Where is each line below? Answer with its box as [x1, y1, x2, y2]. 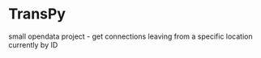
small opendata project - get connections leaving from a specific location [8, 31, 253, 41]
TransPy [8, 5, 66, 23]
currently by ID [8, 39, 58, 49]
